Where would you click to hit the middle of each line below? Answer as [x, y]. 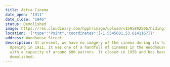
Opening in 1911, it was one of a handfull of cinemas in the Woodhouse [88, 47]
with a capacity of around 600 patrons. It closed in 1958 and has [82, 52]
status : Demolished [26, 24]
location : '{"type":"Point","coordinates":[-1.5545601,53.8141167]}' [80, 33]
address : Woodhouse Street [34, 38]
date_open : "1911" [25, 15]
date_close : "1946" [26, 19]
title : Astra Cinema [27, 10]
